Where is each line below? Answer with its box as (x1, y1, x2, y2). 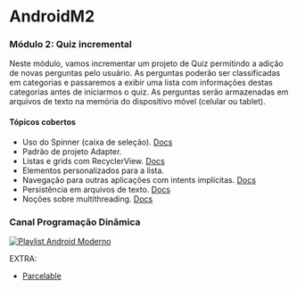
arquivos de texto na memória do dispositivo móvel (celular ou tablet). (9, 96, 266, 107)
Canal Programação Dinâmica (9, 216, 141, 228)
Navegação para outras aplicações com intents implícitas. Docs (21, 174, 257, 185)
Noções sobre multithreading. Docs (21, 194, 153, 204)
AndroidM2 (9, 6, 95, 27)
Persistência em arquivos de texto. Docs (21, 184, 171, 194)
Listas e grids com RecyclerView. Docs (21, 155, 165, 166)
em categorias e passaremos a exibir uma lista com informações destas (9, 78, 274, 88)
